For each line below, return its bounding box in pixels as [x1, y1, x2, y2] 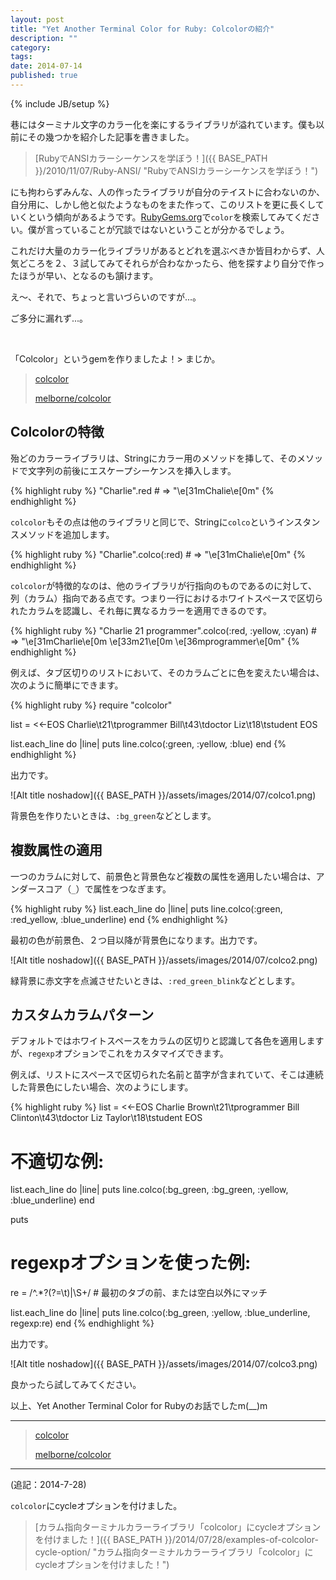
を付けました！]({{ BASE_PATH [34, 1534, 163, 1546]
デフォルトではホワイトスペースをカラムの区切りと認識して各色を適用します [10, 1035, 325, 1047]
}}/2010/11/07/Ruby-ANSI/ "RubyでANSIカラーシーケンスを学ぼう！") [34, 164, 319, 176]
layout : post [10, 14, 65, 25]
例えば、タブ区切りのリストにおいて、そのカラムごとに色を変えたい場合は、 [10, 666, 325, 678]
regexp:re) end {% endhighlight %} [10, 1317, 155, 1330]
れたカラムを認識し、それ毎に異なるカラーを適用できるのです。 [10, 604, 272, 616]
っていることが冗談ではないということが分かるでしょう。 [53, 223, 290, 235]
